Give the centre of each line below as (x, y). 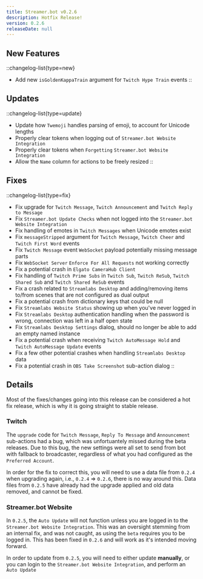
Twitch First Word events (47, 243)
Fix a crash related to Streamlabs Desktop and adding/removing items (101, 288)
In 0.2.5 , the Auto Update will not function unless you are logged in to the (97, 520)
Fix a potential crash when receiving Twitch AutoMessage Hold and (98, 340)
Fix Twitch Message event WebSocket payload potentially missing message (106, 250)
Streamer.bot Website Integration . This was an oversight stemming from (98, 527)
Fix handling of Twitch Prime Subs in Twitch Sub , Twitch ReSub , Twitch (102, 275)
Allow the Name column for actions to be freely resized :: (84, 161)
